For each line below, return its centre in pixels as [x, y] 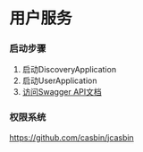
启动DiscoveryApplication [69, 70]
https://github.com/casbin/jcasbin [71, 137]
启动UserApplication [59, 80]
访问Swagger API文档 [62, 92]
